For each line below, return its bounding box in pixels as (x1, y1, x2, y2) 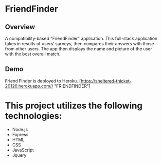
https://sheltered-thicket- (81, 78, 132, 83)
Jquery (12, 152, 27, 158)
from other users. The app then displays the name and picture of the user (5, 46, 152, 51)
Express (12, 131, 29, 137)
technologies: (5, 111, 62, 121)
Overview (5, 23, 36, 31)
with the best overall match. (5, 51, 61, 57)
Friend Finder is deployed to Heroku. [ (5, 78, 81, 83)
